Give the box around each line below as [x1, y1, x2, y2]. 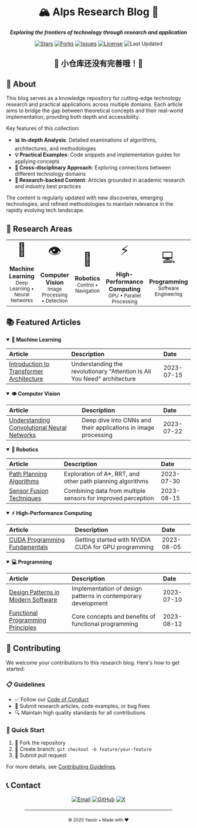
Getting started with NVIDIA [74, 535, 151, 543]
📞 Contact [6, 780, 41, 790]
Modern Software [9, 595, 57, 603]
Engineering [154, 291, 183, 298]
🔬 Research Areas [6, 223, 73, 233]
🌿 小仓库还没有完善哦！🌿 [53, 59, 144, 69]
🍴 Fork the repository [14, 739, 66, 746]
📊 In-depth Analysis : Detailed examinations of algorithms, [14, 136, 157, 143]
